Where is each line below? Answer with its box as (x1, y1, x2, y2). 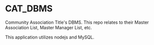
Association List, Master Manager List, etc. (5, 24, 93, 30)
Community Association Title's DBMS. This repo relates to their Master (5, 19, 149, 25)
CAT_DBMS (5, 3, 53, 14)
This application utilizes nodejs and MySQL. (5, 34, 95, 40)
